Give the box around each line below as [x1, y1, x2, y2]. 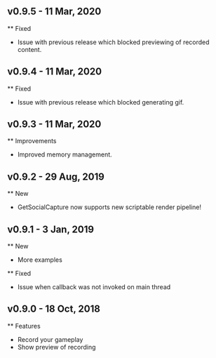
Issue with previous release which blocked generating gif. [17, 98, 184, 106]
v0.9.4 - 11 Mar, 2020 [7, 66, 102, 78]
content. [17, 45, 42, 53]
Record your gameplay [17, 335, 83, 343]
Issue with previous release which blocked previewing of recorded [17, 38, 210, 46]
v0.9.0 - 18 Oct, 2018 [7, 303, 100, 315]
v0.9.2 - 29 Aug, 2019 [7, 171, 105, 183]
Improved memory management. [17, 150, 112, 159]
